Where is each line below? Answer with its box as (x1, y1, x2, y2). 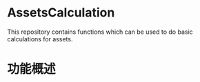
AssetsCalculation (7, 5, 115, 21)
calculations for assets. (7, 34, 73, 43)
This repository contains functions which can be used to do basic (7, 28, 193, 36)
